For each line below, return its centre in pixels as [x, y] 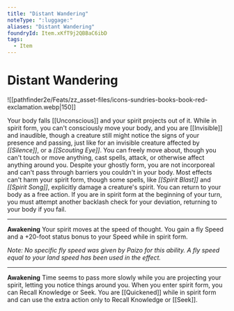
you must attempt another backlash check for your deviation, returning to [112, 202]
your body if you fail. [37, 209]
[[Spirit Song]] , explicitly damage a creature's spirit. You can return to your [114, 187]
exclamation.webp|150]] [42, 107]
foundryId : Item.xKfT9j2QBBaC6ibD [57, 33]
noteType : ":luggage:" [40, 20]
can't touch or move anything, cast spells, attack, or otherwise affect [106, 157]
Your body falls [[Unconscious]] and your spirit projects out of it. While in [112, 120]
